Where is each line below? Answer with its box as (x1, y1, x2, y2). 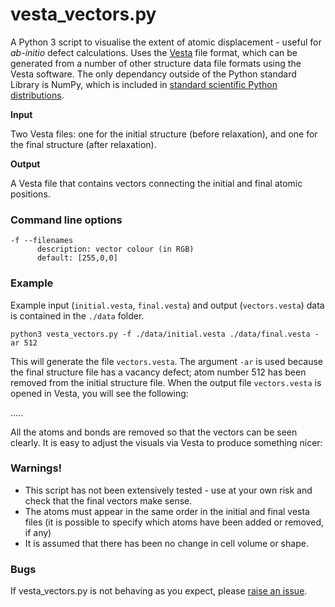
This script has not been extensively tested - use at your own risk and (24, 484, 313, 496)
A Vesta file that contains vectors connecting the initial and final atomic (10, 177, 303, 189)
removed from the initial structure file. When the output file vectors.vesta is (10, 376, 322, 388)
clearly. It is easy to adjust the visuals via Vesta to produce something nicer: (10, 436, 323, 448)
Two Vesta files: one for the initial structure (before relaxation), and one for (10, 128, 318, 140)
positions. (10, 188, 51, 200)
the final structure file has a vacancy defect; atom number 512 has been (10, 366, 307, 378)
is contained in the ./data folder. (10, 309, 145, 322)
